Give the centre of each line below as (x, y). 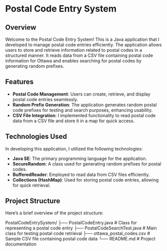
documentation (21, 244)
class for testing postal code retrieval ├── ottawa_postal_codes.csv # (78, 233)
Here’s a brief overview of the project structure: (54, 213)
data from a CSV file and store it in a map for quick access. (73, 121)
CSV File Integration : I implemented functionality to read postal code (84, 115)
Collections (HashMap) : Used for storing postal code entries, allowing (86, 180)
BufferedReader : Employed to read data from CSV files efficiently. (81, 175)
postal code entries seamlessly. (45, 99)
